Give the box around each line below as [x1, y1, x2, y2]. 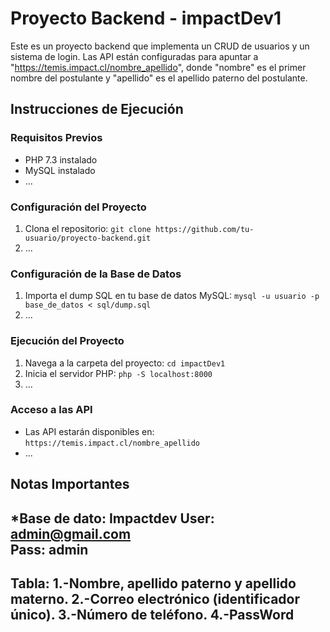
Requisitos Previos [10, 131, 103, 145]
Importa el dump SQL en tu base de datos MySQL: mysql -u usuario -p [24, 290, 320, 302]
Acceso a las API [10, 403, 93, 417]
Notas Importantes [10, 476, 130, 493]
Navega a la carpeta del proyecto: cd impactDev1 [24, 357, 226, 369]
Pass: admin [10, 541, 89, 558]
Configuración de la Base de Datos [10, 267, 182, 281]
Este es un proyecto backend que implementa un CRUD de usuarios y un [10, 40, 310, 52]
